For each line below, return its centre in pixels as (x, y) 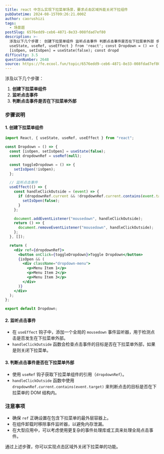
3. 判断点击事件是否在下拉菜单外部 (40, 362)
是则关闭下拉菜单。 (31, 350)
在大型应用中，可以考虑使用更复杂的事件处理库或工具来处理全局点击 (81, 430)
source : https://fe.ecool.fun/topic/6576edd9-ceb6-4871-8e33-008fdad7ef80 (83, 64)
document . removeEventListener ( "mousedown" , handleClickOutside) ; (86, 228)
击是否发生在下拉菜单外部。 (40, 338)
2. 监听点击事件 (20, 320)
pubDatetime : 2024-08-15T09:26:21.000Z (46, 14)
